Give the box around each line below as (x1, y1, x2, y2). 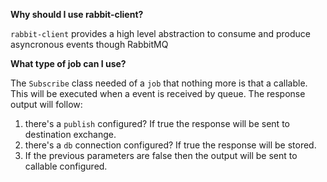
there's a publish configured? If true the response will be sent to (24, 118, 290, 129)
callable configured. (24, 160, 108, 172)
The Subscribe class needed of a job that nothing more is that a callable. (10, 77, 308, 89)
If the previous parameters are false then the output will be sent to (24, 150, 298, 161)
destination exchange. (24, 129, 117, 140)
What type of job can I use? (10, 58, 127, 69)
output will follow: (10, 99, 83, 110)
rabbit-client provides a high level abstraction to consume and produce (10, 28, 311, 39)
